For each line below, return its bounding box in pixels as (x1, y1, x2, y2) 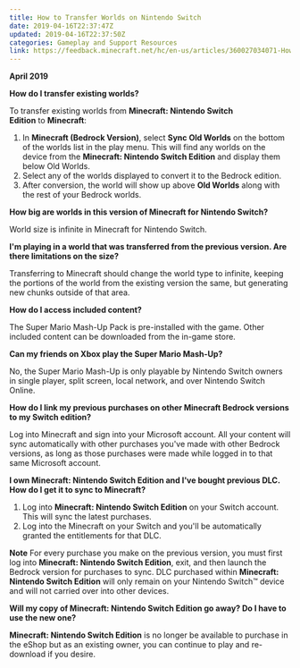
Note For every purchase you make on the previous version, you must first (9, 547, 283, 559)
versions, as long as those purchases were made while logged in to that (9, 448, 273, 459)
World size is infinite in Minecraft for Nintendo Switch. (9, 224, 207, 235)
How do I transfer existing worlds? (9, 89, 140, 99)
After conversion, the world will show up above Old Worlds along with (21, 180, 280, 190)
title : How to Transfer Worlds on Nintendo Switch (9, 13, 202, 22)
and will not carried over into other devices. (9, 586, 170, 596)
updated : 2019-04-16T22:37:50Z (9, 30, 126, 38)
